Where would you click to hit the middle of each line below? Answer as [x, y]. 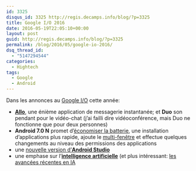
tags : [13, 72]
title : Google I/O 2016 [36, 23]
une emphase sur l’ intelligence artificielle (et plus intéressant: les [95, 156]
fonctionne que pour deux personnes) [61, 124]
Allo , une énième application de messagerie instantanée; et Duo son [99, 112]
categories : [21, 61]
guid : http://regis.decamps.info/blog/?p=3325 [65, 39]
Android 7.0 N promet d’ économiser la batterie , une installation [92, 131]
